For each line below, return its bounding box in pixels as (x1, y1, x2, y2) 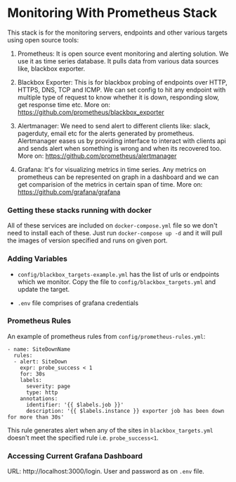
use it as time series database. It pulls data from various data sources (17, 56, 219, 65)
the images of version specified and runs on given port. (7, 236, 168, 245)
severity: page (25, 383, 71, 390)
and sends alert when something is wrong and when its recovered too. (17, 144, 222, 152)
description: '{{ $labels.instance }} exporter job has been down (25, 407, 225, 414)
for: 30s (20, 370, 46, 378)
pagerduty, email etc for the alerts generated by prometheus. (17, 129, 195, 137)
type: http (25, 389, 58, 396)
